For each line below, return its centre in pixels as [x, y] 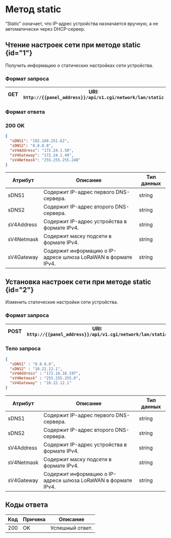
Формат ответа [25, 112]
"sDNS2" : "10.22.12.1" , [36, 369]
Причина [34, 519]
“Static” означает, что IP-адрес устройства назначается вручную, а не [82, 24]
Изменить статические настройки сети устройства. [62, 302]
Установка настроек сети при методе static [78, 282]
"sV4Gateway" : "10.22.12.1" [41, 383]
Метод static [33, 9]
